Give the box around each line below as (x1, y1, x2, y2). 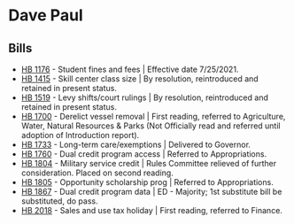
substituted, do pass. (20, 196, 98, 206)
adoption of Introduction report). (20, 130, 140, 140)
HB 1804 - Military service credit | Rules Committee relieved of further (20, 158, 277, 168)
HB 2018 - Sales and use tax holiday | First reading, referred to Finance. (20, 205, 282, 215)
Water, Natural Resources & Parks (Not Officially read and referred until (20, 120, 281, 131)
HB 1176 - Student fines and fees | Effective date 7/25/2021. (20, 64, 239, 74)
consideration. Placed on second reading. (20, 167, 174, 178)
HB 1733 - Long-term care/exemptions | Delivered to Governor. (20, 139, 251, 150)
